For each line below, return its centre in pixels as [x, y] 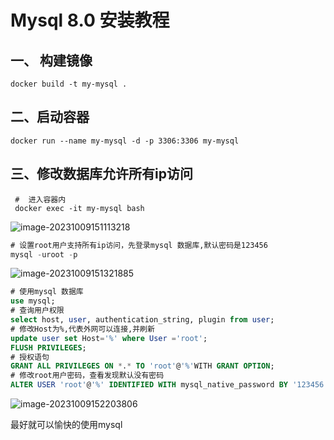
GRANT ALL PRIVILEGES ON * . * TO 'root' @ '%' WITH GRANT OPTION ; [142, 366]
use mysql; [33, 301]
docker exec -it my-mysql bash [79, 208]
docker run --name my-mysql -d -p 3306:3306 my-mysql [125, 141]
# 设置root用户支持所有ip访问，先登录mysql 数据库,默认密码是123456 [139, 245]
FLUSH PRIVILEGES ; [48, 347]
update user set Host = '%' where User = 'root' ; [109, 338]
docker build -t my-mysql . [69, 84]
